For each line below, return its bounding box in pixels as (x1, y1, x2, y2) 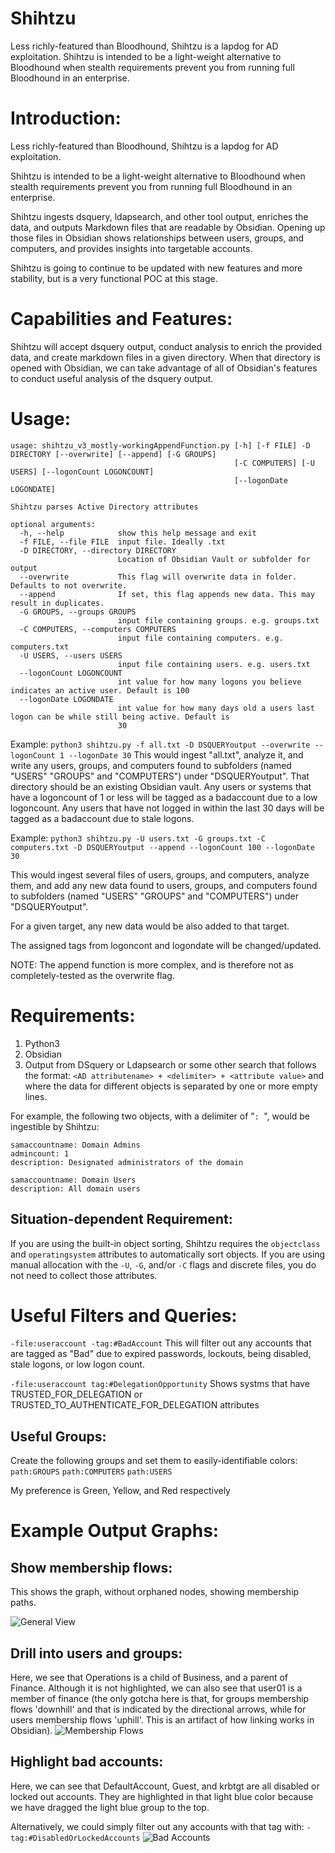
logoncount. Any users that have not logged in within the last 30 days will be (10, 802, 325, 814)
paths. (10, 1597, 37, 1609)
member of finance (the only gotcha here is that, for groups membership (10, 1693, 310, 1705)
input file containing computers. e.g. (117, 633, 284, 643)
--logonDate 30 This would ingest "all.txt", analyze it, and (68, 748, 304, 761)
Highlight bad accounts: (10, 1753, 164, 1771)
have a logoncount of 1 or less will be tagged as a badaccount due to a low (10, 791, 318, 803)
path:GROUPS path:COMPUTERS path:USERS (10, 1467, 173, 1477)
